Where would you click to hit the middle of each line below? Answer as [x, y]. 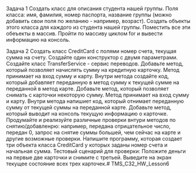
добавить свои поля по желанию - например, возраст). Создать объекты [98, 21]
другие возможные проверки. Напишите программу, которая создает [94, 139]
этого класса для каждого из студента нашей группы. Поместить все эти [98, 27]
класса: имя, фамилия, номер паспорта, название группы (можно [89, 15]
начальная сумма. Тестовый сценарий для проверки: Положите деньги [96, 151]
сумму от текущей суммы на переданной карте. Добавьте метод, [89, 107]
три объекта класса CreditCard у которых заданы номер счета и [87, 145]
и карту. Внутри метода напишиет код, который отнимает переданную [95, 101]
